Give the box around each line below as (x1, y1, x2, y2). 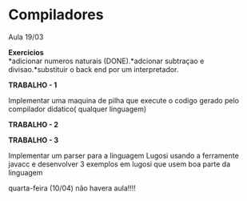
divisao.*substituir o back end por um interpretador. (8, 64, 179, 74)
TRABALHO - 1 (8, 80, 58, 90)
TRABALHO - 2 (8, 119, 58, 129)
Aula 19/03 (8, 32, 44, 42)
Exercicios (8, 47, 44, 57)
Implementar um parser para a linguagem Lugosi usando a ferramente (8, 151, 240, 160)
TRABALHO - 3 (8, 135, 59, 145)
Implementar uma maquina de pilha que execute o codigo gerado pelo (8, 95, 240, 105)
